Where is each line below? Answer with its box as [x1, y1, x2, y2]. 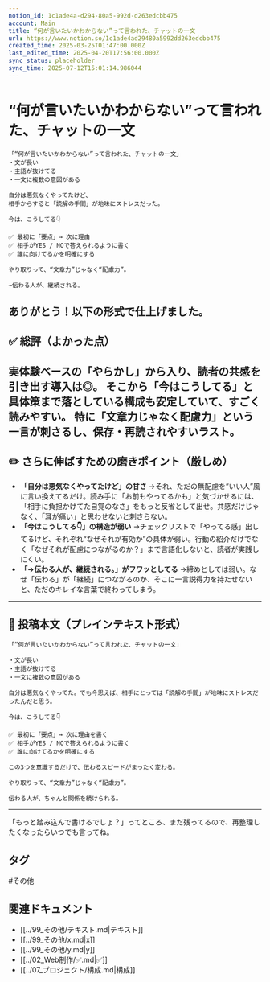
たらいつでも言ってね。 [35, 828, 114, 837]
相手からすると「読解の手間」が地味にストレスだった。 [8, 199, 164, 207]
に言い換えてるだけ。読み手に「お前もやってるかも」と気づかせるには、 [19, 491, 259, 501]
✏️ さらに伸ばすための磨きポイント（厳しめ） [8, 455, 233, 469]
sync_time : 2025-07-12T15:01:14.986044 [8, 64, 142, 72]
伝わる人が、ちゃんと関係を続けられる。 [8, 795, 122, 803]
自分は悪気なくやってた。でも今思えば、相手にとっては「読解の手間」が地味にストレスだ [8, 689, 259, 697]
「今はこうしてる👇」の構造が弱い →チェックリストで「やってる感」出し [19, 521, 260, 531]
